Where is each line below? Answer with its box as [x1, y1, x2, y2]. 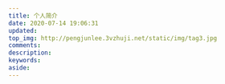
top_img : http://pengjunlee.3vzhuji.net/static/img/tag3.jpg [8, 34, 218, 42]
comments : [8, 42, 42, 50]
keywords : [8, 57, 42, 65]
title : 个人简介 [8, 11, 58, 20]
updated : [8, 26, 38, 34]
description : [8, 49, 52, 57]
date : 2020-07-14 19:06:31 [8, 19, 99, 27]
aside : [8, 64, 31, 72]
